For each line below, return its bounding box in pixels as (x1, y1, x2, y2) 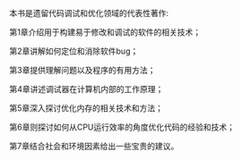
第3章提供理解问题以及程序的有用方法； (9, 65, 156, 75)
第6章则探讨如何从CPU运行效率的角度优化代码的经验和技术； (9, 122, 236, 132)
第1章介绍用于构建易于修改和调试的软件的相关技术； (9, 27, 202, 38)
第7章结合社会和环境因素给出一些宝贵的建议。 (9, 141, 179, 151)
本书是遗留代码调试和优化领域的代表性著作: (9, 8, 169, 18)
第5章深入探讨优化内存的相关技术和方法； (9, 103, 164, 114)
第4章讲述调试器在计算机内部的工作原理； (9, 84, 164, 94)
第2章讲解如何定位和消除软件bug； (9, 46, 139, 56)
